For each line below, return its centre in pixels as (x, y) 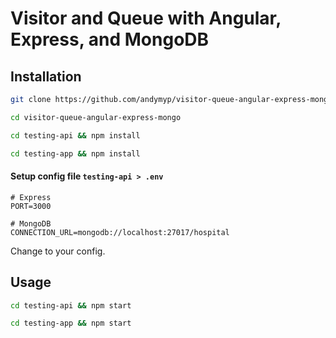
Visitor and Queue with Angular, (146, 18)
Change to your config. (58, 251)
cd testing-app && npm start (71, 323)
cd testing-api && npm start (71, 305)
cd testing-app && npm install (75, 153)
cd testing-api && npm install (75, 135)
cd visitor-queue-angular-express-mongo (96, 117)
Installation (46, 76)
